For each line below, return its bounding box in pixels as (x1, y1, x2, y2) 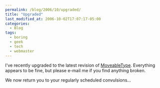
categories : (5, 21, 30, 26)
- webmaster (9, 48, 35, 53)
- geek (9, 40, 23, 44)
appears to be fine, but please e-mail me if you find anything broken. (5, 67, 146, 73)
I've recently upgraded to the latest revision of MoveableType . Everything (5, 62, 156, 68)
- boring (9, 35, 28, 40)
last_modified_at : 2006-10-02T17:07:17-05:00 (5, 16, 101, 21)
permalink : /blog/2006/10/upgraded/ (5, 7, 81, 12)
